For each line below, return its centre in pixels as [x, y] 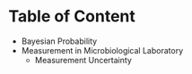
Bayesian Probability [59, 41]
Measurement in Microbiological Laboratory [102, 50]
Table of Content [72, 16]
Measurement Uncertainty [83, 60]
